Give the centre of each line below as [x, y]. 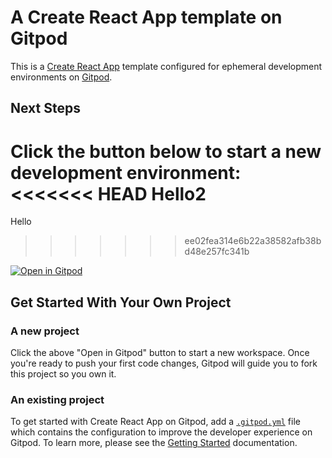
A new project [45, 331]
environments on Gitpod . [61, 77]
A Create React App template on [146, 17]
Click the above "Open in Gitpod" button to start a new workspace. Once [160, 352]
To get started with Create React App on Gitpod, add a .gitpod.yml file [155, 422]
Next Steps [45, 108]
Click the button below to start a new [166, 151]
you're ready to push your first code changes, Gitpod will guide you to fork [164, 363]
